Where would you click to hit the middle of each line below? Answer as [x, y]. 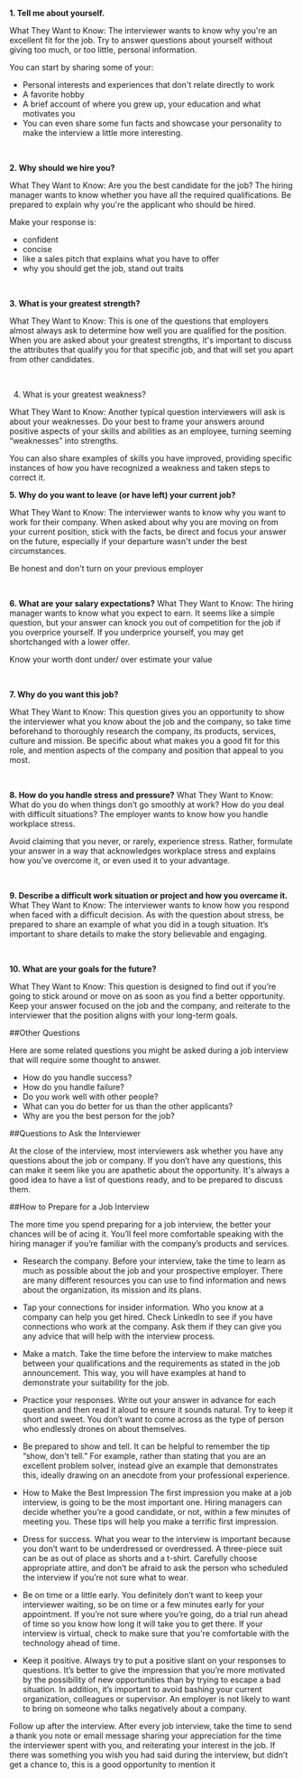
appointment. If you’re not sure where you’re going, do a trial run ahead [155, 1614]
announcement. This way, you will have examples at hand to [134, 1373]
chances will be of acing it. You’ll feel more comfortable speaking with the [146, 1234]
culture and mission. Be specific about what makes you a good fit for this [145, 741]
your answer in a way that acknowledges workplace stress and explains [143, 851]
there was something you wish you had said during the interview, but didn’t [149, 1755]
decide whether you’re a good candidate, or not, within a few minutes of [156, 1512]
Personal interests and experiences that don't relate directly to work [148, 85]
